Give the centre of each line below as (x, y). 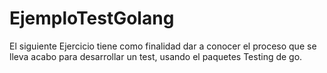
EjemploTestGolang (92, 18)
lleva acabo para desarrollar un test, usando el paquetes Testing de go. (156, 56)
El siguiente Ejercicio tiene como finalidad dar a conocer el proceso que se (163, 46)
